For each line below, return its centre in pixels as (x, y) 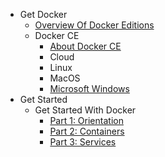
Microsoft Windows (89, 88)
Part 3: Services (83, 142)
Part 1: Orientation (86, 120)
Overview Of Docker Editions (94, 25)
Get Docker (43, 14)
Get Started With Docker (85, 110)
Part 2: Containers (87, 131)
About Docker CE (85, 46)
